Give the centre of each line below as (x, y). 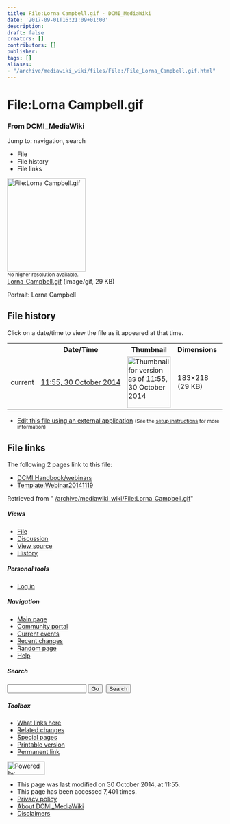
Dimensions (197, 349)
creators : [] (26, 39)
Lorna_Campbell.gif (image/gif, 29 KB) (61, 281)
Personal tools (28, 569)
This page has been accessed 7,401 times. (77, 792)
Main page (32, 619)
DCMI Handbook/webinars (54, 477)
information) (31, 427)
